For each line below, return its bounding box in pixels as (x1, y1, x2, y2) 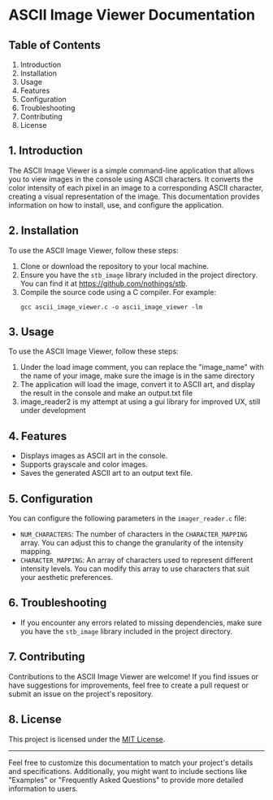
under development (19, 406, 87, 415)
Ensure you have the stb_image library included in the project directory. (19, 270, 258, 279)
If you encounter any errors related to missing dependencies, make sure (19, 618, 262, 627)
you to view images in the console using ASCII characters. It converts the (8, 174, 253, 184)
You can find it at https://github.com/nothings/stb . (19, 279, 188, 288)
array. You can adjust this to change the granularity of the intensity (19, 538, 244, 547)
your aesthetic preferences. (19, 573, 114, 582)
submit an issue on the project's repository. (8, 688, 154, 698)
